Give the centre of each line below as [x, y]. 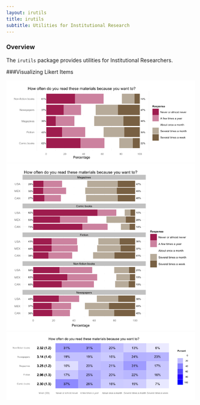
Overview [21, 47]
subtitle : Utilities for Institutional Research [68, 25]
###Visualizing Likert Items [40, 71]
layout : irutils [26, 13]
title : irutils [25, 19]
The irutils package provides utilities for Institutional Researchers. [90, 60]
